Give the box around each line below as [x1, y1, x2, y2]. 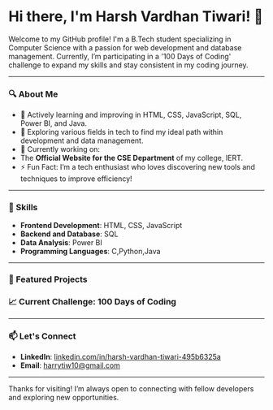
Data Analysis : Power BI [19, 237, 103, 247]
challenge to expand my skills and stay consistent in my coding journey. [8, 60, 249, 70]
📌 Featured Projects [8, 274, 88, 285]
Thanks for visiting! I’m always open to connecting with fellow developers [8, 384, 254, 394]
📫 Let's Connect [8, 330, 76, 342]
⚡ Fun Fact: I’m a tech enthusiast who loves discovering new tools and [19, 162, 256, 172]
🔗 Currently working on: [19, 145, 100, 154]
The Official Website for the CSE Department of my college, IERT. [19, 153, 244, 163]
